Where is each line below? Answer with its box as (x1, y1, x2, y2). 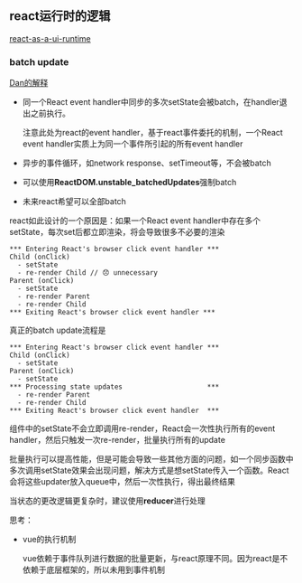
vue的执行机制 (22, 534, 77, 545)
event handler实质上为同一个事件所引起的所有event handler (22, 138, 243, 149)
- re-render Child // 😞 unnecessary (17, 268, 158, 277)
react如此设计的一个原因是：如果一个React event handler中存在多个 (9, 215, 261, 226)
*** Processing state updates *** (9, 382, 220, 391)
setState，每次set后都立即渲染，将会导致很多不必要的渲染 (9, 227, 225, 238)
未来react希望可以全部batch (22, 196, 126, 207)
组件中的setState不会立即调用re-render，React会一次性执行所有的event (9, 423, 276, 434)
